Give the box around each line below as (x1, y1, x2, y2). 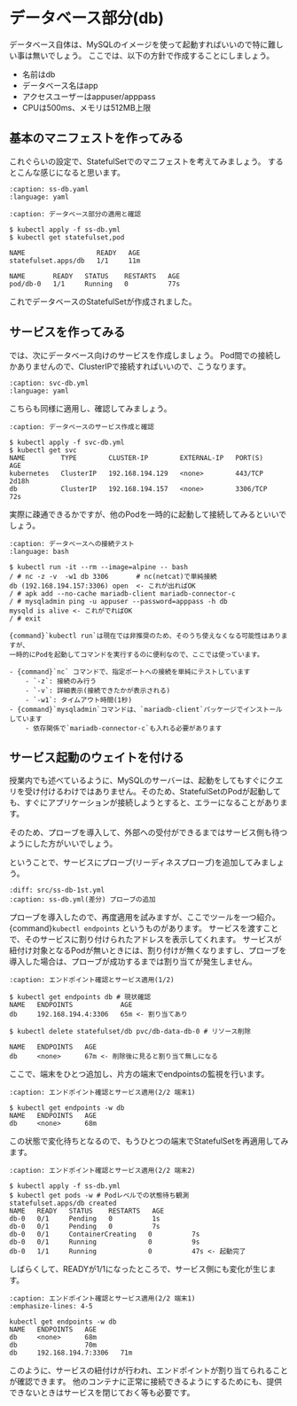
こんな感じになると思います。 (16, 167, 126, 177)
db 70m (9, 1340, 98, 1350)
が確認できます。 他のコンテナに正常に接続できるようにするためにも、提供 (9, 1376, 282, 1387)
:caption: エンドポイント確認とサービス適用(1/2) (9, 976, 175, 985)
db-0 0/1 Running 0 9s (9, 1238, 200, 1246)
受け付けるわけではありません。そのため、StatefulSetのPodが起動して (24, 786, 281, 797)
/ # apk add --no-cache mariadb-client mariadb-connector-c (9, 589, 237, 598)
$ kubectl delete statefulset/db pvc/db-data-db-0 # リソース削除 (9, 1027, 251, 1036)
